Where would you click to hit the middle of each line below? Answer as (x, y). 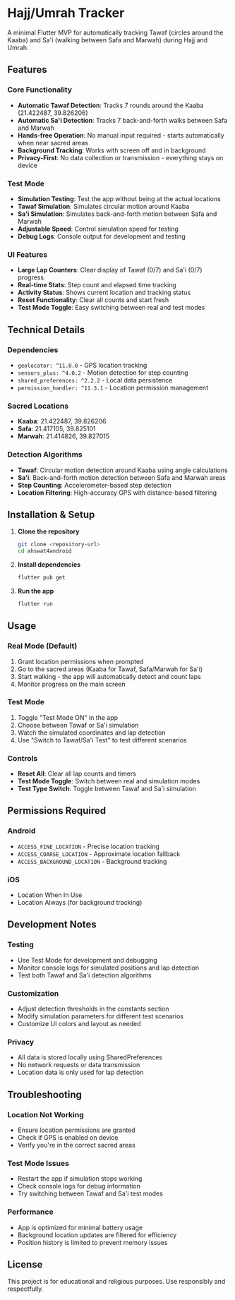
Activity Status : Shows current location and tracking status (104, 293)
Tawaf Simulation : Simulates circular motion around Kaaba (103, 206)
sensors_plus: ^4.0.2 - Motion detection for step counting (103, 373)
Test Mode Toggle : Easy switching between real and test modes (111, 308)
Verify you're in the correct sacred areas (76, 1145)
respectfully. (25, 1289)
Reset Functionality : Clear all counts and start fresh (93, 300)
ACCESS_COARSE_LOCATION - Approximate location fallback (99, 854)
